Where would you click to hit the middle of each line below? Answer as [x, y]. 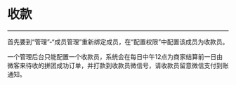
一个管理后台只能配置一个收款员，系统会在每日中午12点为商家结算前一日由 [115, 56]
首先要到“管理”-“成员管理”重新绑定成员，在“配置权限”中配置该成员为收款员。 [118, 41]
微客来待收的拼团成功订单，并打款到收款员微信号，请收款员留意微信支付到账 [118, 65]
